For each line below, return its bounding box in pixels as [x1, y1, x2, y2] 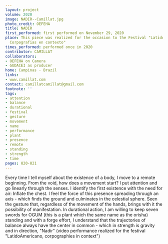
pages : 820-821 [5, 160, 37, 165]
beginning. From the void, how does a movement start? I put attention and [5, 179, 157, 185]
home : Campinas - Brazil [5, 68, 57, 73]
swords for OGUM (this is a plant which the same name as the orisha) [5, 211, 148, 217]
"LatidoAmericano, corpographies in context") [5, 233, 100, 239]
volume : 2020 [5, 12, 32, 17]
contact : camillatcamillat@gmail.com [5, 81, 84, 86]
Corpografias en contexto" [9, 40, 66, 45]
